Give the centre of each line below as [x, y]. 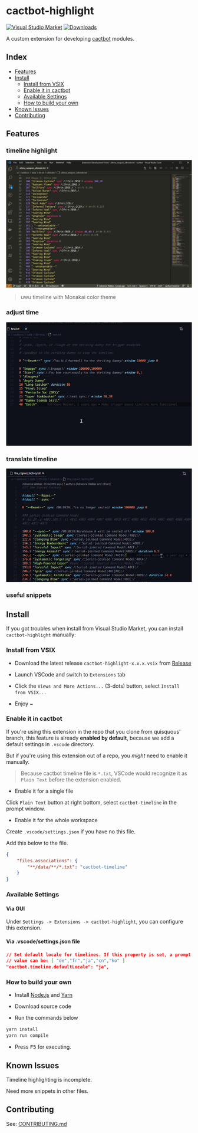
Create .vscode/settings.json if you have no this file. [71, 831]
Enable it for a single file [44, 791]
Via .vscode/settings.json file [43, 941]
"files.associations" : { [47, 861]
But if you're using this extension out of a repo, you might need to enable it [97, 756]
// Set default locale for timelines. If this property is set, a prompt [99, 955]
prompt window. [26, 809]
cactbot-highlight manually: [41, 635]
